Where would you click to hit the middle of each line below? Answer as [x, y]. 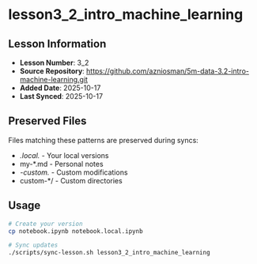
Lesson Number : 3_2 [54, 62]
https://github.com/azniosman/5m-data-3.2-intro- [167, 71]
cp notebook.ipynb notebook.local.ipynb [76, 231]
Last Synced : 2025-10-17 [61, 96]
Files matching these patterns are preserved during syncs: [104, 140]
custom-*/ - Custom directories [71, 180]
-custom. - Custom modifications [74, 172]
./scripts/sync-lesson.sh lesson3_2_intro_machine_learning [110, 253]
